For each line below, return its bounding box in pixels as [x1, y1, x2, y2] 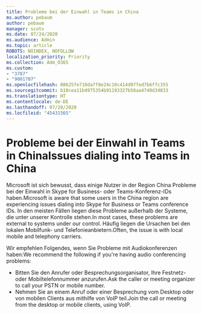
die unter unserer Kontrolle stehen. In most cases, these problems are [6, 214, 178, 221]
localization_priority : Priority [6, 54, 90, 60]
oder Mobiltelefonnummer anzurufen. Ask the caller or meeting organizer [14, 275, 195, 283]
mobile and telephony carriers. [6, 233, 83, 240]
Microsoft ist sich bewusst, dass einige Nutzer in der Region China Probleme [6, 182, 197, 189]
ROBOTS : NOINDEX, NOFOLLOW [6, 48, 74, 54]
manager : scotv [6, 25, 45, 32]
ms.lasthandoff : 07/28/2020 [6, 104, 77, 111]
